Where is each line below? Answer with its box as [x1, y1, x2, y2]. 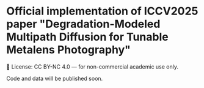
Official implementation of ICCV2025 [6, 4, 199, 18]
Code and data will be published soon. [6, 75, 103, 82]
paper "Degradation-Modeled [6, 17, 161, 31]
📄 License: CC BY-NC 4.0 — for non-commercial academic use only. [6, 63, 179, 70]
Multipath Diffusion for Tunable [6, 30, 169, 44]
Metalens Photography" [6, 43, 131, 57]
